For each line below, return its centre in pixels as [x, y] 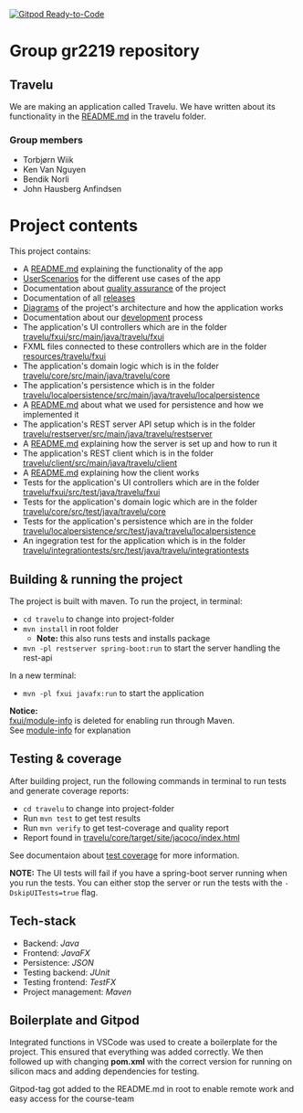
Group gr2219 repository [105, 51]
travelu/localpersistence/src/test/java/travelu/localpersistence [139, 531]
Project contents [74, 226]
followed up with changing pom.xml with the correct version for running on [151, 1062]
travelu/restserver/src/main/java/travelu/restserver [117, 434]
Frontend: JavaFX [57, 953]
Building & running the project [96, 579]
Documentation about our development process [113, 318]
